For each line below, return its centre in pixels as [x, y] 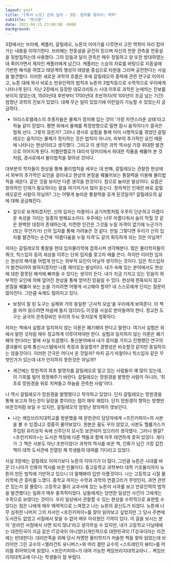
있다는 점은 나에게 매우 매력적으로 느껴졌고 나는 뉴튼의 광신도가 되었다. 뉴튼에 [82, 506]
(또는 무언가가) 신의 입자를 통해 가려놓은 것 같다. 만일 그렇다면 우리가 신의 [86, 231]
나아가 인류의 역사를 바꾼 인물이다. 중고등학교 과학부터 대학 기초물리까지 [88, 468]
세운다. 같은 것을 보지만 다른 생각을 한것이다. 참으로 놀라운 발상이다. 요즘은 [89, 181]
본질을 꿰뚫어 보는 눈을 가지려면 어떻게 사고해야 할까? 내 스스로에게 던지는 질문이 [86, 287]
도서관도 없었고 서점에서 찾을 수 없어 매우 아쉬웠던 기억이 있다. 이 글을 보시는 [81, 519]
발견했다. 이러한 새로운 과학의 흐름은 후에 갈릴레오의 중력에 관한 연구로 [81, 76]
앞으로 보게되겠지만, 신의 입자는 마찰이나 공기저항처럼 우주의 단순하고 [81, 212]
